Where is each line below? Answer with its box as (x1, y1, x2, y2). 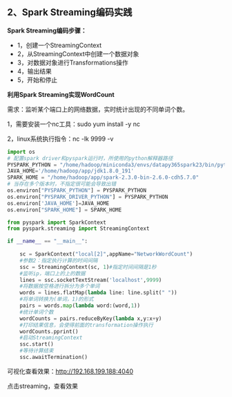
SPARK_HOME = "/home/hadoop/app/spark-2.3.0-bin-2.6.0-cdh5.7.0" (7, 174, 199, 182)
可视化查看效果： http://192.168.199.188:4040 (7, 367, 133, 376)
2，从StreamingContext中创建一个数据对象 (17, 49, 139, 58)
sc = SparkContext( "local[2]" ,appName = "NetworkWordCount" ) (19, 251, 193, 258)
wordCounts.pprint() (19, 328, 79, 335)
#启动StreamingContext (19, 335, 83, 342)
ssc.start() (19, 341, 54, 348)
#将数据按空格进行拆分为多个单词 (19, 283, 100, 290)
